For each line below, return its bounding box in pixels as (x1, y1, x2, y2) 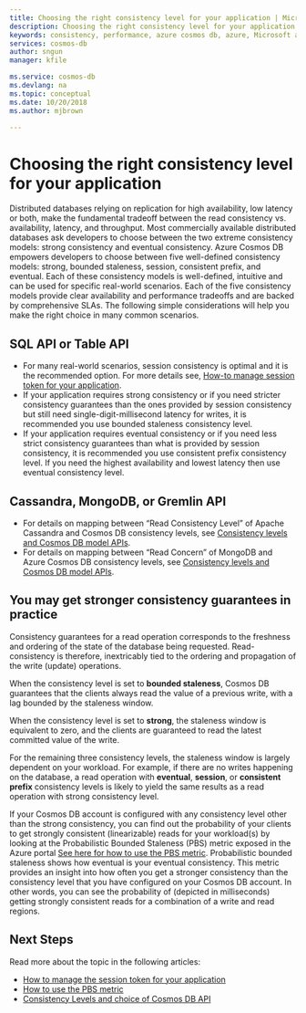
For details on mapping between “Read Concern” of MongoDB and (22, 547, 273, 558)
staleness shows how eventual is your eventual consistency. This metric (9, 857, 280, 868)
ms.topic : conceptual (9, 89, 92, 99)
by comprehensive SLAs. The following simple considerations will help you (9, 300, 290, 311)
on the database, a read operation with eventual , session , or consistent (9, 771, 281, 782)
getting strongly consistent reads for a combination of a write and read (9, 895, 275, 906)
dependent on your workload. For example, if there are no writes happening (9, 761, 293, 772)
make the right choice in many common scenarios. (9, 309, 199, 320)
